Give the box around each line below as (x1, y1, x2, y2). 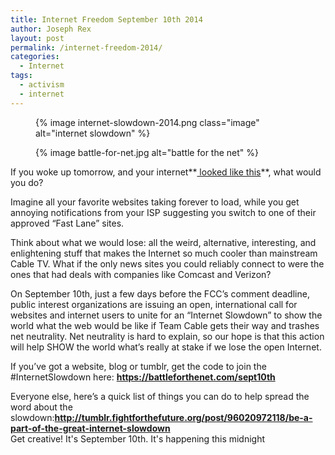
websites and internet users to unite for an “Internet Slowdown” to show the (10, 309, 323, 321)
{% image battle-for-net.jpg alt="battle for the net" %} (35, 146, 259, 158)
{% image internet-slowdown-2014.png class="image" (35, 116, 260, 128)
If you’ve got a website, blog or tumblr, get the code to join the (10, 360, 267, 372)
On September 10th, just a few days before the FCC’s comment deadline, (10, 287, 310, 300)
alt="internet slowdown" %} (35, 127, 151, 139)
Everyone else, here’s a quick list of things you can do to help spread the (10, 390, 310, 402)
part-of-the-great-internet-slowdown (10, 422, 171, 434)
